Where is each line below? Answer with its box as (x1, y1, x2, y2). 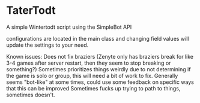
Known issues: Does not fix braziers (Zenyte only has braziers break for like (6, 53, 194, 60)
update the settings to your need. (6, 41, 89, 49)
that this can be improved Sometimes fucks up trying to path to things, (6, 84, 181, 92)
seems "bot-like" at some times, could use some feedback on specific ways (6, 78, 194, 86)
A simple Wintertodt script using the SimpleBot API (6, 23, 132, 31)
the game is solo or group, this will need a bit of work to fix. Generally (6, 72, 178, 79)
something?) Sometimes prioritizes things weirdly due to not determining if (6, 65, 191, 72)
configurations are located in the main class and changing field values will (6, 35, 189, 42)
